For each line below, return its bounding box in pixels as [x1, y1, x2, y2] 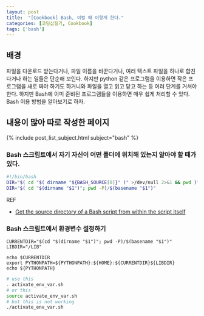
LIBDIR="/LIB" [6, 244, 42, 250]
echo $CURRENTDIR [6, 254, 50, 261]
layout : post [6, 9, 39, 15]
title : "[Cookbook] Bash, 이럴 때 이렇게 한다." [6, 15, 124, 21]
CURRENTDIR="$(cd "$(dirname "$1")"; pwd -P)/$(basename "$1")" [6, 239, 172, 245]
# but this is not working [6, 298, 75, 305]
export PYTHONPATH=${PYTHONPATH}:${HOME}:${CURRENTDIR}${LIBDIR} [6, 260, 175, 266]
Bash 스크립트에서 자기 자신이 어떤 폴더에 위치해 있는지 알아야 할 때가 [6, 150, 196, 159]
